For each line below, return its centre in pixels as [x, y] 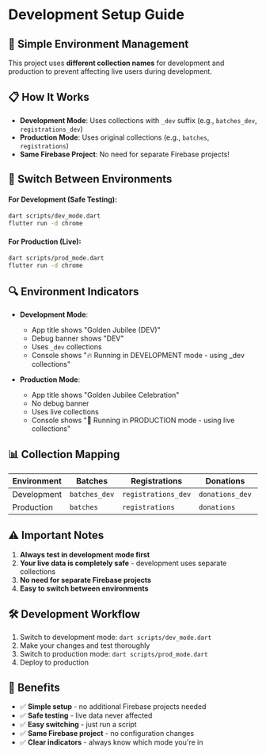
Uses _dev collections [66, 346]
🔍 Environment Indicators [74, 291]
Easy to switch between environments [84, 588]
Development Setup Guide [96, 15]
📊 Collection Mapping [64, 455]
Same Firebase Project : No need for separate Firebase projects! [124, 154]
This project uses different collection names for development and [116, 63]
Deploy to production [54, 663]
